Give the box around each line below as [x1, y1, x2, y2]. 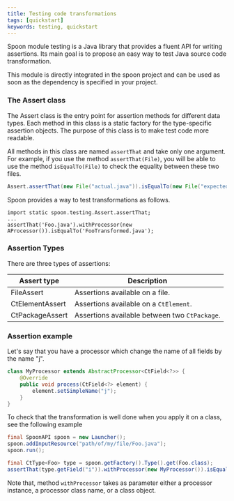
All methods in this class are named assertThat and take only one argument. [7, 147, 226, 156]
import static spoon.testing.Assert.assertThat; [7, 209, 151, 216]
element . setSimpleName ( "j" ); [32, 387, 117, 394]
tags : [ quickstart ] [7, 17, 64, 24]
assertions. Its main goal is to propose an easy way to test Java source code [7, 50, 227, 58]
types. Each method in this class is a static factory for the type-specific [7, 119, 212, 127]
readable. [7, 133, 35, 142]
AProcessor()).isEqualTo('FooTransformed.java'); [7, 227, 155, 234]
